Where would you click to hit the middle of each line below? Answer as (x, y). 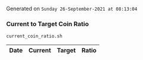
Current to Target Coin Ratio (48, 24)
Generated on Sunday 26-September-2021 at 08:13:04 (72, 9)
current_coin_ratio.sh (34, 36)
